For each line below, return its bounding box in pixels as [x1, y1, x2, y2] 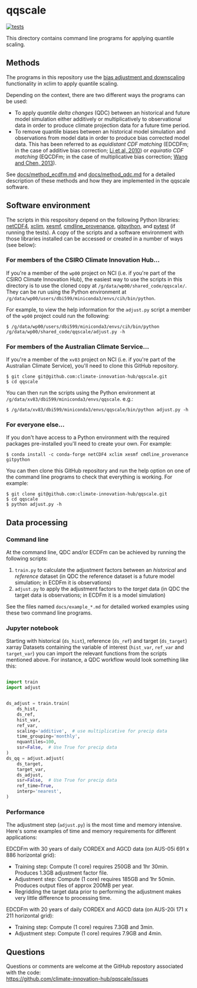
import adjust [6, 685, 41, 691]
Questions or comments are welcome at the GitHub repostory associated [6, 963, 183, 970]
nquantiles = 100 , [17, 739, 57, 745]
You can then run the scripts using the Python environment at [6, 389, 155, 396]
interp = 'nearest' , [17, 788, 62, 795]
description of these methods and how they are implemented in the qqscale [6, 177, 190, 184]
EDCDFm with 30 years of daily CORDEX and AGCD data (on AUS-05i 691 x [6, 846, 190, 853]
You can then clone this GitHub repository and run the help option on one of [6, 467, 191, 474]
